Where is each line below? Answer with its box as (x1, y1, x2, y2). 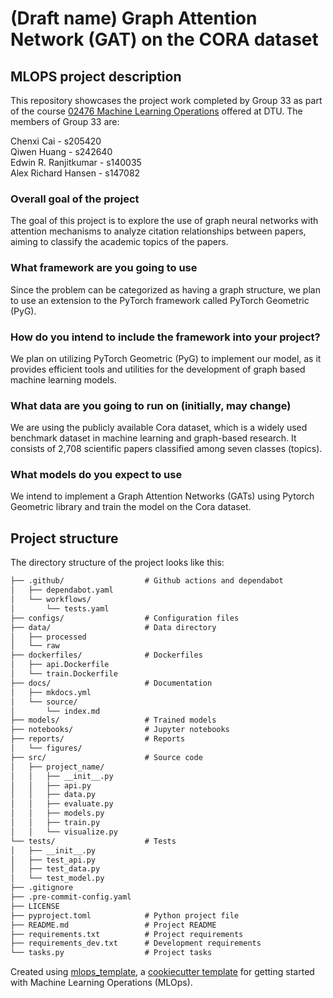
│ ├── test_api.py (10, 855, 97, 865)
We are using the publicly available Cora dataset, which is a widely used (10, 422, 308, 434)
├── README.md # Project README (10, 920, 217, 930)
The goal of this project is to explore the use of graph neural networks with (10, 215, 319, 227)
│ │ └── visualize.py (10, 827, 118, 837)
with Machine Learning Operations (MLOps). (10, 977, 193, 989)
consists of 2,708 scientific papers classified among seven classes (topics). (10, 443, 323, 455)
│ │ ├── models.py (10, 808, 105, 819)
